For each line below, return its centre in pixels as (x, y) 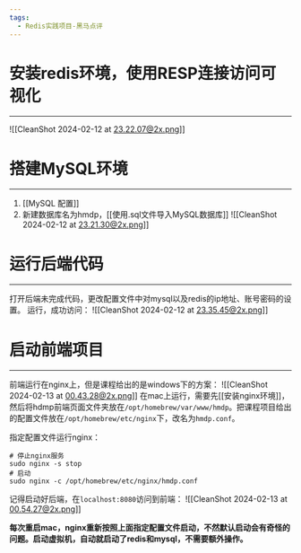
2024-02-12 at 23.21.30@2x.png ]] (86, 224)
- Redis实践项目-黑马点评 (60, 26)
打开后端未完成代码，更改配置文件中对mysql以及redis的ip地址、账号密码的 (146, 299)
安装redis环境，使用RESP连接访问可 (143, 73)
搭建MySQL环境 (69, 168)
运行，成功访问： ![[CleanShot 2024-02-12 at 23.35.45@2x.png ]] (147, 310)
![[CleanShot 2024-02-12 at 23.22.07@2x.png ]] (97, 129)
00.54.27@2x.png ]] (45, 509)
